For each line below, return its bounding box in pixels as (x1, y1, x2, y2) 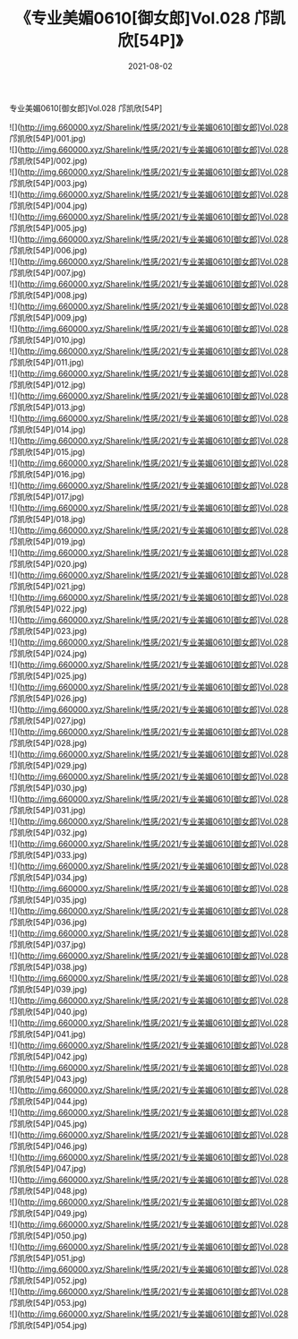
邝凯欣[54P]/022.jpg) (9, 603, 88, 614)
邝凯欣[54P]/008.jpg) (9, 289, 88, 300)
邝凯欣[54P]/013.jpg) (9, 401, 87, 412)
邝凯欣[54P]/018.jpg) (9, 513, 87, 524)
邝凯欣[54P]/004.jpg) (9, 200, 88, 210)
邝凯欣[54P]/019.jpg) (9, 536, 87, 546)
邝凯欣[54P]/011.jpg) (9, 356, 85, 367)
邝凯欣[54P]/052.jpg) (9, 1275, 88, 1285)
